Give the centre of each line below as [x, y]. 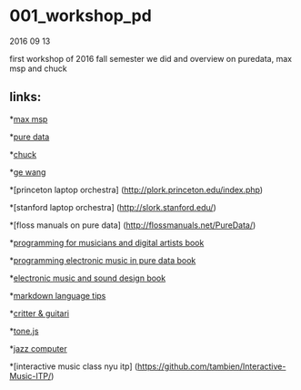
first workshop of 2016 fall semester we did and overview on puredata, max [151, 58]
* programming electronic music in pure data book [103, 260]
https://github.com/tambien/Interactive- [212, 366]
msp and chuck [39, 68]
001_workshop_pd [80, 16]
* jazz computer [39, 348]
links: [25, 97]
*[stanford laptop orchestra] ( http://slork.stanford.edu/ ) [113, 207]
